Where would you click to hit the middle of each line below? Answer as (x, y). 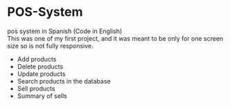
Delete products (40, 66)
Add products (37, 59)
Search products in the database (64, 81)
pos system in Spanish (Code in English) (65, 31)
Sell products (36, 88)
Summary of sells (42, 96)
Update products (41, 74)
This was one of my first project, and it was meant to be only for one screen (115, 38)
